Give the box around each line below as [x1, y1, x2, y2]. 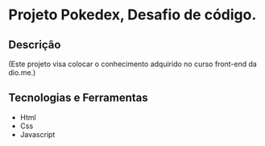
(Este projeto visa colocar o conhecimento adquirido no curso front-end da [8, 59, 258, 69]
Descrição [8, 38, 61, 52]
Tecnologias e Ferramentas [8, 91, 149, 105]
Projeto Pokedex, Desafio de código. [8, 6, 257, 24]
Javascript [19, 129, 56, 139]
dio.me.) [8, 68, 36, 77]
